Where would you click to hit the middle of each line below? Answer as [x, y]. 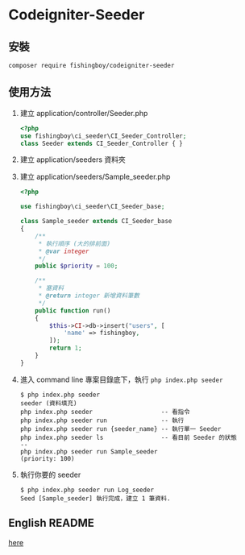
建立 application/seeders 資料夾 [73, 159]
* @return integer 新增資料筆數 [89, 296]
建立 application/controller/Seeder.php [84, 113]
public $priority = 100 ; [77, 266]
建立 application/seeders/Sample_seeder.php [95, 177]
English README [51, 523]
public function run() [73, 311]
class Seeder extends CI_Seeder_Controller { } [101, 143]
